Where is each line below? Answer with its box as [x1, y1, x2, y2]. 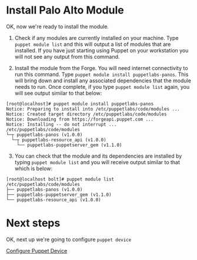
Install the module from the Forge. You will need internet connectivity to [14, 64, 188, 71]
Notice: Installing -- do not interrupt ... [6, 121, 117, 127]
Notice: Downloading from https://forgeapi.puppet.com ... [6, 116, 154, 122]
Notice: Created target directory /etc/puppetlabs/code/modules [6, 111, 167, 117]
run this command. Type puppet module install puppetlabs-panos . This [14, 71, 189, 78]
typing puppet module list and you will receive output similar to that [14, 158, 181, 165]
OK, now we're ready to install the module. [6, 23, 109, 30]
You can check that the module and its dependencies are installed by [14, 152, 182, 159]
